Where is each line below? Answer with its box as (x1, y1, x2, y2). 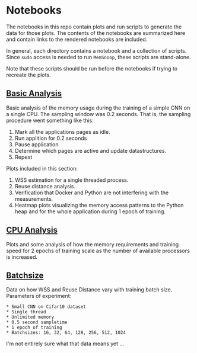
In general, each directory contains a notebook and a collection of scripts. (6, 47, 187, 54)
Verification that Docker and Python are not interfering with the (14, 189, 169, 196)
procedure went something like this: (6, 117, 94, 124)
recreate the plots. (6, 71, 52, 78)
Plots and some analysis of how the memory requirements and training (6, 240, 179, 248)
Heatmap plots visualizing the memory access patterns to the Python (14, 201, 184, 208)
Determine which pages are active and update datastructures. (14, 147, 167, 154)
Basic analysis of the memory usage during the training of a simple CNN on (6, 104, 190, 111)
